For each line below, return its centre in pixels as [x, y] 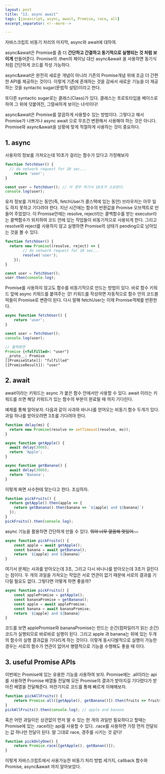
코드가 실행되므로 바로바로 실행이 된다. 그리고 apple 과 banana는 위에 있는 [76, 634]
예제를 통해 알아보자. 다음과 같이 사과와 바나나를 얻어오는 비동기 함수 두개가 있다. [82, 409]
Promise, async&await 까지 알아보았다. [43, 767]
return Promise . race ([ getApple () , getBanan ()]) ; [65, 746]
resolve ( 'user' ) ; [40, 255]
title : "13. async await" [31, 14]
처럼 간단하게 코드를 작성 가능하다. [38, 65]
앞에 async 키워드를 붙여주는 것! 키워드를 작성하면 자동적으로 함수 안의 [78, 294]
